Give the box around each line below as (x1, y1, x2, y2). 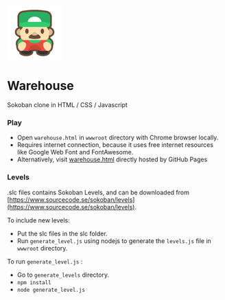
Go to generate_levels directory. (16, 270, 110, 279)
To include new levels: (7, 216, 70, 224)
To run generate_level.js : (7, 257, 83, 266)
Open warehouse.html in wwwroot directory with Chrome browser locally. (16, 133, 219, 142)
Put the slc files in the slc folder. (16, 229, 108, 238)
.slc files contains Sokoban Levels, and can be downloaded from (7, 188, 190, 196)
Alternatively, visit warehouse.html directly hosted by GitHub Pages (16, 155, 208, 163)
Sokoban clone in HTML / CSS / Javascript (7, 100, 128, 108)
